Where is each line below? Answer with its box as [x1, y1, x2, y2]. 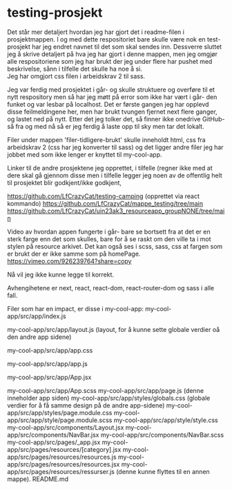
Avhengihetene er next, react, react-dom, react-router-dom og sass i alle [7, 283, 215, 292]
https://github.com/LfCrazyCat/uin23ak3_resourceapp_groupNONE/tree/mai [7, 207, 225, 215]
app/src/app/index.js [7, 312, 67, 320]
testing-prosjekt [7, 5, 103, 21]
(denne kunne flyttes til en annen [116, 467, 211, 475]
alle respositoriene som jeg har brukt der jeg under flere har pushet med [7, 57, 213, 65]
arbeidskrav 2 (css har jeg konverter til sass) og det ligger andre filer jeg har [7, 143, 224, 151]
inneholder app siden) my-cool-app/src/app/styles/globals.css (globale [7, 394, 211, 402]
